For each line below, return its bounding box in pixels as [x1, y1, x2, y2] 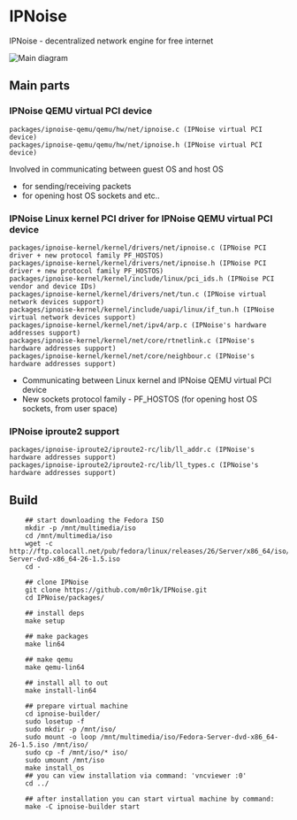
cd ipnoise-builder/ [25, 709, 101, 718]
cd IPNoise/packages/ [25, 594, 104, 602]
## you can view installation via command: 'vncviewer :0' [25, 771, 247, 780]
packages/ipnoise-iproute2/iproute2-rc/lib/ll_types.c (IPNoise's [9, 461, 259, 470]
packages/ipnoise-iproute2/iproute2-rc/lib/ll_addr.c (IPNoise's [9, 445, 255, 455]
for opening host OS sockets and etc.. [21, 190, 161, 201]
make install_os [25, 763, 86, 773]
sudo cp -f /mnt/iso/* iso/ [25, 748, 128, 757]
